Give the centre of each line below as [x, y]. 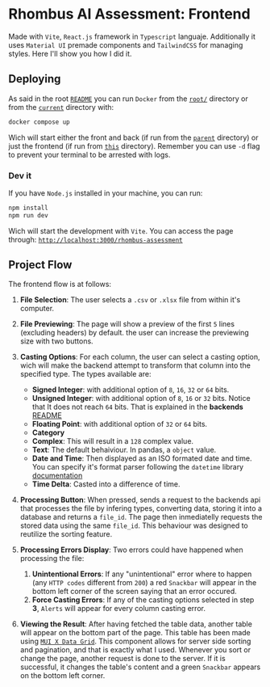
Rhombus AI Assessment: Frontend [130, 14]
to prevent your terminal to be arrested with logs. [89, 154]
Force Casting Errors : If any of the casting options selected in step [143, 600]
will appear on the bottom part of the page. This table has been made [135, 633]
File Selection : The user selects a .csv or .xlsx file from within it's [130, 300]
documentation [57, 476]
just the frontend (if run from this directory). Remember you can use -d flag [134, 145]
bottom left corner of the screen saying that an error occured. [135, 592]
